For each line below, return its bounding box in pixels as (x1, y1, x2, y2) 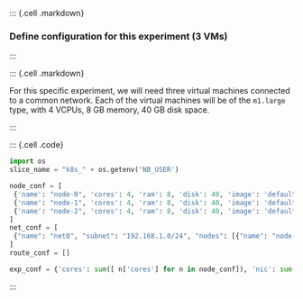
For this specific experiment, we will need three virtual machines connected (9, 86, 290, 96)
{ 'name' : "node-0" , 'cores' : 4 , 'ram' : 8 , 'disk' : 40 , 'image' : (13, 189, 261, 199)
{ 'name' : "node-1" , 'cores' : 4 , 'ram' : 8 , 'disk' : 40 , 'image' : (13, 198, 261, 207)
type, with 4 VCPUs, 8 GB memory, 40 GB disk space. (9, 104, 210, 115)
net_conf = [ (9, 223, 59, 232)
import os (9, 157, 47, 166)
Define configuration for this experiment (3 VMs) (9, 30, 228, 42)
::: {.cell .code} (9, 140, 64, 150)
